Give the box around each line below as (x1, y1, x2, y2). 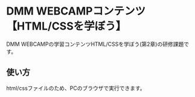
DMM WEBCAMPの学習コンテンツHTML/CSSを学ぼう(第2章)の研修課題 (6, 40, 184, 48)
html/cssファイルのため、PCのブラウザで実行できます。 (6, 84, 146, 92)
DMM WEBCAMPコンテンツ (6, 4, 146, 18)
